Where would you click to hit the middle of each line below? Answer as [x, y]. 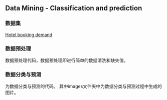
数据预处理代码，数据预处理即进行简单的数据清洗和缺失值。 [67, 60]
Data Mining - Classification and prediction [74, 8]
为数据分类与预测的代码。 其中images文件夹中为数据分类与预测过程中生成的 [83, 86]
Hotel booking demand [29, 34]
